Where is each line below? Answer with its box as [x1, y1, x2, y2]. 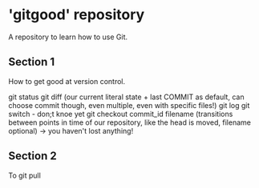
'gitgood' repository [8, 6, 145, 24]
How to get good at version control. [8, 76, 126, 86]
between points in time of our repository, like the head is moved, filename [8, 118, 251, 127]
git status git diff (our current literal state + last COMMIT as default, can [8, 92, 245, 102]
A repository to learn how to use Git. [8, 32, 128, 42]
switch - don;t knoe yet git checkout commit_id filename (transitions [8, 109, 233, 118]
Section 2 [8, 150, 58, 163]
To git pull [8, 170, 42, 180]
